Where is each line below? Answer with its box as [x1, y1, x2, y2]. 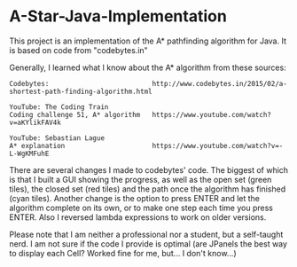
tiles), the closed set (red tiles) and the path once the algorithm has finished [9, 184, 286, 194]
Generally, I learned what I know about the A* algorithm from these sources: [9, 62, 286, 73]
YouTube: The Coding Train [9, 102, 109, 112]
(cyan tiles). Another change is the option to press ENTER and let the [9, 192, 260, 203]
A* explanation [9, 141, 66, 150]
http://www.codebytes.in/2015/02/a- [152, 79, 288, 88]
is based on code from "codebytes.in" [9, 44, 148, 55]
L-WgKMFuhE [9, 149, 50, 158]
